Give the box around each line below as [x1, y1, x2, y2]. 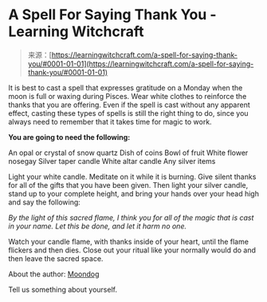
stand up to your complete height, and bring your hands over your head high [8, 189, 259, 198]
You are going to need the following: [8, 132, 131, 141]
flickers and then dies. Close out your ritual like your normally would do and [8, 245, 257, 255]
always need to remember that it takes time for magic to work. [8, 117, 213, 126]
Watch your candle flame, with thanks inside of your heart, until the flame [8, 236, 249, 246]
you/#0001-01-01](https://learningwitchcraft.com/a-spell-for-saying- [27, 58, 254, 69]
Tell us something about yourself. [8, 284, 118, 294]
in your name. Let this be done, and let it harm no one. [8, 221, 187, 231]
